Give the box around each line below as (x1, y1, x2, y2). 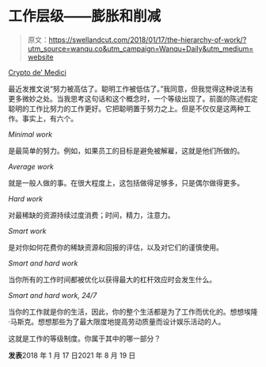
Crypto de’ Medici (8, 67, 67, 77)
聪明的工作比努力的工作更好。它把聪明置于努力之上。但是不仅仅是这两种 (8, 104, 244, 113)
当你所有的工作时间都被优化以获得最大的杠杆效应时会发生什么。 (8, 274, 216, 284)
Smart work (8, 226, 47, 235)
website (27, 52, 54, 62)
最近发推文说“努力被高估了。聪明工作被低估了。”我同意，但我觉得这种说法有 (8, 84, 254, 94)
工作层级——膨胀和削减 (8, 7, 161, 25)
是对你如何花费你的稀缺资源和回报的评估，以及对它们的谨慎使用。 (8, 243, 223, 252)
